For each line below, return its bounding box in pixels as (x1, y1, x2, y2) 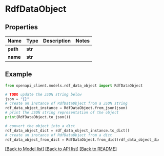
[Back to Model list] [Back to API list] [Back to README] (5, 146, 117, 152)
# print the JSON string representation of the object (5, 110, 119, 115)
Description (43, 38, 71, 44)
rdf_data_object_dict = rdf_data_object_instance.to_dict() (5, 128, 130, 133)
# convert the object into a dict (5, 123, 76, 128)
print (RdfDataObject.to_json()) (5, 115, 71, 120)
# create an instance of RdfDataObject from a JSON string (5, 101, 128, 106)
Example (5, 70, 32, 79)
